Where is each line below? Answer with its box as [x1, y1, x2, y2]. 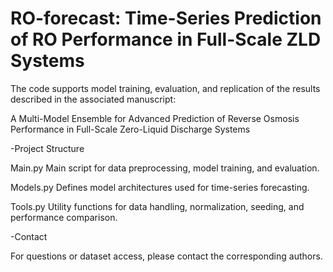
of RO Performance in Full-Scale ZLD [10, 28, 322, 51]
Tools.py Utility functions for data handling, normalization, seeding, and [10, 200, 305, 212]
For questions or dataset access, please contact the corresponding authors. [10, 250, 323, 262]
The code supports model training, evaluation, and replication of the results [10, 82, 321, 94]
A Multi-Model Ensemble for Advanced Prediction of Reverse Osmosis [10, 112, 300, 124]
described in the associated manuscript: [10, 93, 177, 105]
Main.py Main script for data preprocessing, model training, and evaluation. [10, 162, 320, 174]
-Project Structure [10, 142, 85, 154]
